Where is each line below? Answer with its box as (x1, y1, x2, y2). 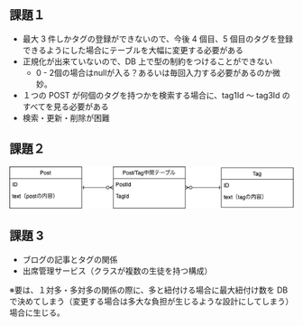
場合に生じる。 (9, 307, 65, 318)
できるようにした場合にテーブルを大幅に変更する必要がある (22, 44, 243, 55)
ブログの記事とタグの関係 (22, 254, 118, 265)
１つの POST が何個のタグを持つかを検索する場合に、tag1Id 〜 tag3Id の (22, 89, 290, 100)
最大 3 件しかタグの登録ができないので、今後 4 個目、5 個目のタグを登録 (22, 33, 293, 44)
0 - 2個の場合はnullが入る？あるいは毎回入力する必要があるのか (35, 67, 273, 78)
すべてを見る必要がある (22, 101, 109, 112)
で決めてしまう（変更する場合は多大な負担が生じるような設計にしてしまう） (9, 295, 294, 306)
